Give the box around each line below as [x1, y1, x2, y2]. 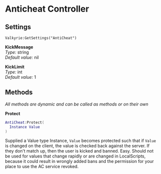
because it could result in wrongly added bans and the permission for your [5, 158, 154, 164]
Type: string [5, 50, 29, 55]
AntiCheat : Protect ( [5, 120, 45, 125]
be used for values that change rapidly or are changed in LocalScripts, [5, 153, 146, 159]
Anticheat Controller [5, 3, 89, 15]
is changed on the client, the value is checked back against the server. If [5, 143, 150, 149]
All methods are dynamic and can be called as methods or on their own [5, 101, 149, 107]
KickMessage [5, 44, 33, 50]
